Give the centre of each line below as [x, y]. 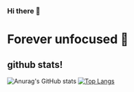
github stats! [35, 65]
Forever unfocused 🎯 [68, 39]
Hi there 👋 [24, 11]
